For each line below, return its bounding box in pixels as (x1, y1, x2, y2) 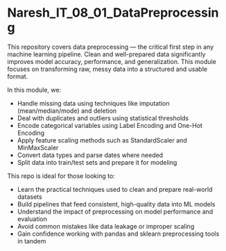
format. (7, 72, 28, 81)
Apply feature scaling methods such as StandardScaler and (17, 136, 187, 144)
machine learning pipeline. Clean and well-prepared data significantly (7, 50, 206, 58)
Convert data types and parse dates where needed (17, 151, 164, 159)
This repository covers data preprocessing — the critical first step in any (7, 42, 214, 51)
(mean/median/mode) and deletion (17, 106, 117, 115)
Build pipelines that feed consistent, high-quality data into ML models (17, 200, 216, 208)
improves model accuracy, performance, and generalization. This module (7, 57, 216, 65)
